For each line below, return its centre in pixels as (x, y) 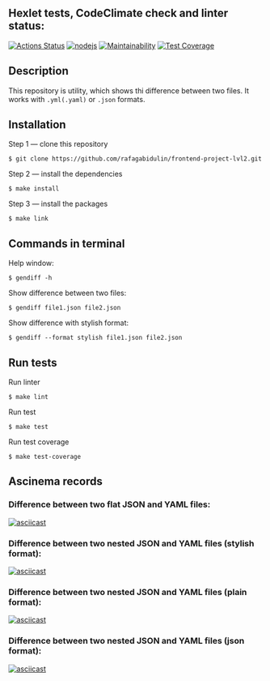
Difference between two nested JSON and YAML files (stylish (131, 543)
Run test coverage (39, 442)
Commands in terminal (67, 244)
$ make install (34, 189)
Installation (37, 125)
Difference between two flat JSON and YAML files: (110, 504)
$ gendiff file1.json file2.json (65, 308)
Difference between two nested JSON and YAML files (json (127, 641)
